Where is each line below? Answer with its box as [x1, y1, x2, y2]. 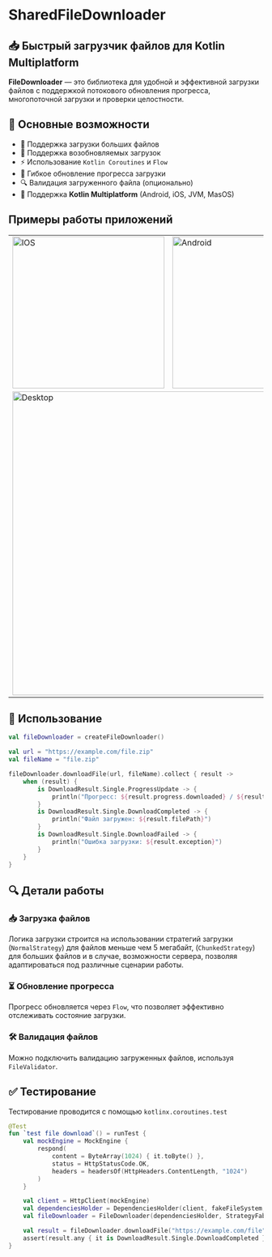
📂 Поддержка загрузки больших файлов [19, 139, 159, 149]
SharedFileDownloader [8, 6, 166, 24]
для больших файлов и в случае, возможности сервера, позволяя [8, 952, 238, 961]
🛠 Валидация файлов [8, 1031, 99, 1042]
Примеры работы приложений [8, 213, 173, 227]
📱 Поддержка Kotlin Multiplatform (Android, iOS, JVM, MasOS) [19, 189, 235, 199]
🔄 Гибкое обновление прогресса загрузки [19, 168, 166, 178]
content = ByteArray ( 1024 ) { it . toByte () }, [51, 1153, 205, 1161]
